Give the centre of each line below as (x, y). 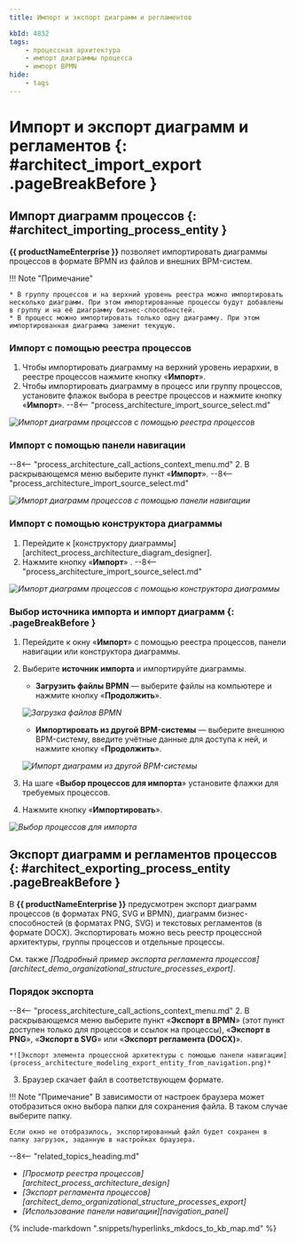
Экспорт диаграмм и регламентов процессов (143, 855)
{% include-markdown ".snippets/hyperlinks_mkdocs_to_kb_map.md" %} (143, 1229)
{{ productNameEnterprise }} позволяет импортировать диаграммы (138, 251)
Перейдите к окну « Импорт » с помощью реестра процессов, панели (154, 641)
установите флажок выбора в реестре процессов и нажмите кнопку (152, 395)
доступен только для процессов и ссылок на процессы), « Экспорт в (140, 1030)
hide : (19, 75)
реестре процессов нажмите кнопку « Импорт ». (114, 377)
